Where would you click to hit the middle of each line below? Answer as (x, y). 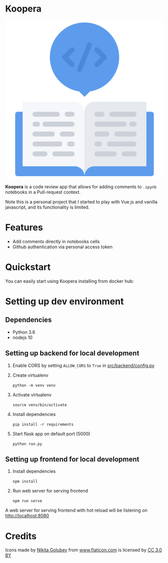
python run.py (27, 444)
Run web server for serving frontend (50, 491)
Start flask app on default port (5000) (51, 434)
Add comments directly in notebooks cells (56, 241)
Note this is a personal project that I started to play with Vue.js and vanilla (81, 201)
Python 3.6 (24, 332)
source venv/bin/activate (39, 405)
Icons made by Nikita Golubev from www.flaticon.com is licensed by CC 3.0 (84, 550)
